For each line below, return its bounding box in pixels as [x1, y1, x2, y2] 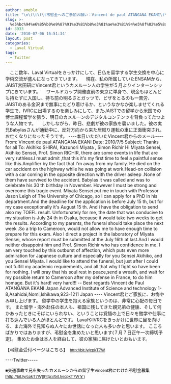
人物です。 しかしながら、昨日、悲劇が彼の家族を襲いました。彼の [14, 120, 158, 126]
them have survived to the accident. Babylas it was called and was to [5, 177, 150, 183]
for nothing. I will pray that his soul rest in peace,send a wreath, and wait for [5, 269, 164, 275]
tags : [5, 50, 17, 55]
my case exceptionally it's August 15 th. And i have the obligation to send [5, 204, 158, 210]
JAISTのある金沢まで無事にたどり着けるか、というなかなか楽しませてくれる [5, 101, 164, 108]
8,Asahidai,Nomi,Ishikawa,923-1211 [5, 291, 79, 297]
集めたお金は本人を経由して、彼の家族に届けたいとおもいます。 [17, 336, 150, 342]
